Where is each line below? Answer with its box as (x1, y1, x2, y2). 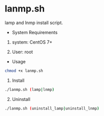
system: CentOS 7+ (12, 39, 53, 45)
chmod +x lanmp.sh (5, 68, 43, 73)
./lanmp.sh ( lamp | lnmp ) (5, 87, 55, 92)
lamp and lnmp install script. (5, 20, 63, 26)
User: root (12, 49, 33, 55)
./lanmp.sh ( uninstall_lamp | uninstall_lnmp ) (5, 106, 99, 111)
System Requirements (12, 29, 58, 35)
